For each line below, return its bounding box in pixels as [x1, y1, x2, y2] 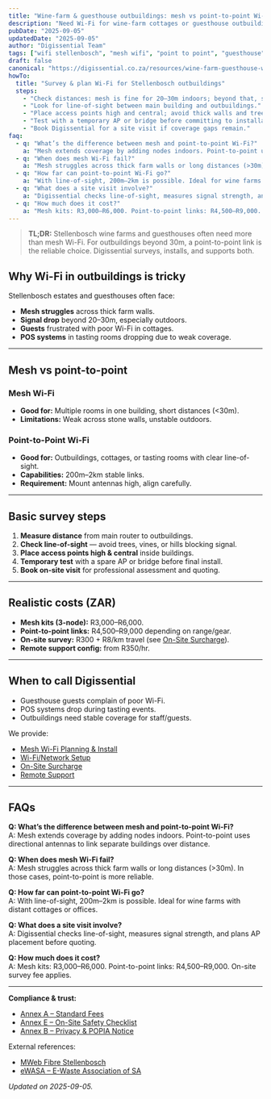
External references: [8, 1042, 77, 1051]
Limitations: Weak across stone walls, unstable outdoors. [19, 414, 212, 424]
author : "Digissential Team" [8, 42, 106, 50]
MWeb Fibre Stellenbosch [19, 1058, 106, 1068]
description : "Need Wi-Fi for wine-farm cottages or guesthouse [8, 19, 229, 27]
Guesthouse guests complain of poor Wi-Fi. [19, 696, 165, 705]
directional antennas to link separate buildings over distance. [8, 839, 211, 849]
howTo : [8, 72, 31, 80]
